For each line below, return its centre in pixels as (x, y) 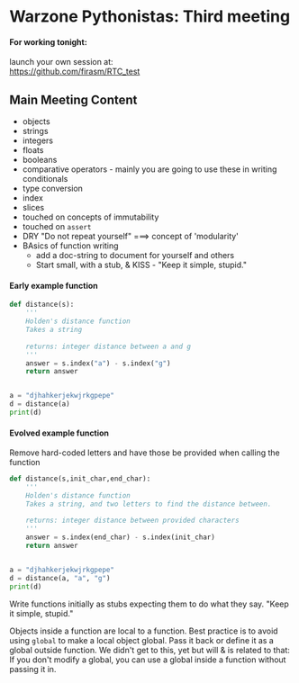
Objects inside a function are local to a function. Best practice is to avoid (144, 631)
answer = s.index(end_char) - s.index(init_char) (121, 537)
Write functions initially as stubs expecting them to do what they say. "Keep (149, 604)
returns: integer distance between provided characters (133, 521)
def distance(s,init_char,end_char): (80, 479)
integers (38, 140)
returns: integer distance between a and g (109, 346)
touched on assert (57, 227)
